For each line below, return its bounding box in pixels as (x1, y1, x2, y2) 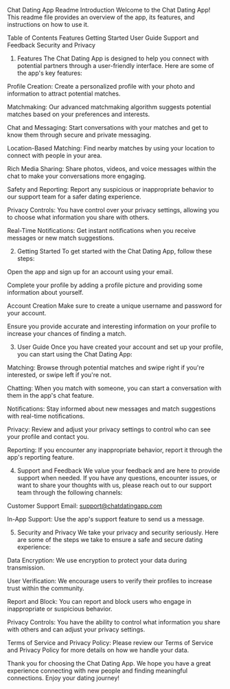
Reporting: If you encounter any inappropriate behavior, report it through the (7, 446, 223, 454)
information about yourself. (7, 289, 84, 296)
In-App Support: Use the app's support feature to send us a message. (7, 515, 205, 523)
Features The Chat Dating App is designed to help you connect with (16, 54, 209, 63)
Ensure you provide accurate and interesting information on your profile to (7, 322, 217, 330)
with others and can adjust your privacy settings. (7, 625, 146, 633)
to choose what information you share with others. (7, 213, 150, 221)
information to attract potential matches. (7, 89, 121, 98)
